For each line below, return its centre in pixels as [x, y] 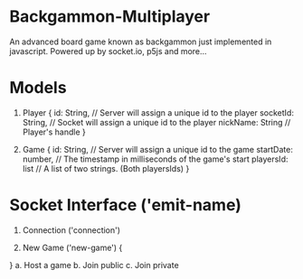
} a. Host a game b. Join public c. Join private [94, 265]
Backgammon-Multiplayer [110, 17]
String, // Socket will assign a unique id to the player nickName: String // [156, 122]
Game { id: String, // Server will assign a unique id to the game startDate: [158, 149]
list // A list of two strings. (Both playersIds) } [106, 168]
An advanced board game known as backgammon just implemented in [141, 42]
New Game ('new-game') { [72, 247]
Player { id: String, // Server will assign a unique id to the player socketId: [158, 112]
